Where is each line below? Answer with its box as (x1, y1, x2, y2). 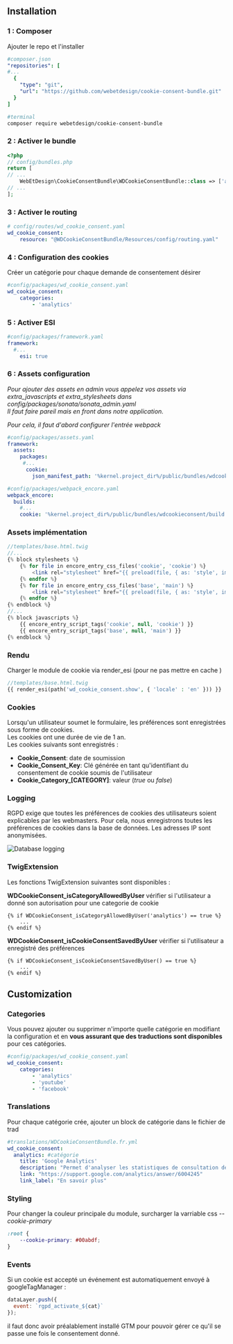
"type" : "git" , (19, 81, 64, 89)
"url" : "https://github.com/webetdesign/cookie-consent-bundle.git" (19, 88, 222, 95)
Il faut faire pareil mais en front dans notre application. (7, 407, 164, 416)
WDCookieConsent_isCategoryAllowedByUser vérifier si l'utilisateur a (7, 891, 212, 899)
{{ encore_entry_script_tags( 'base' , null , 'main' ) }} (19, 627, 182, 634)
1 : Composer (7, 26, 53, 36)
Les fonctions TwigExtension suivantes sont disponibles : (7, 878, 171, 886)
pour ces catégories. (7, 1040, 67, 1048)
